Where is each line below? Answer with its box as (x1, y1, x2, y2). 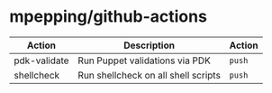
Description (123, 39, 176, 51)
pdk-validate (14, 54, 69, 67)
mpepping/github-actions (9, 6, 207, 27)
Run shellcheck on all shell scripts (77, 69, 221, 81)
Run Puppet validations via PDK (77, 54, 212, 67)
